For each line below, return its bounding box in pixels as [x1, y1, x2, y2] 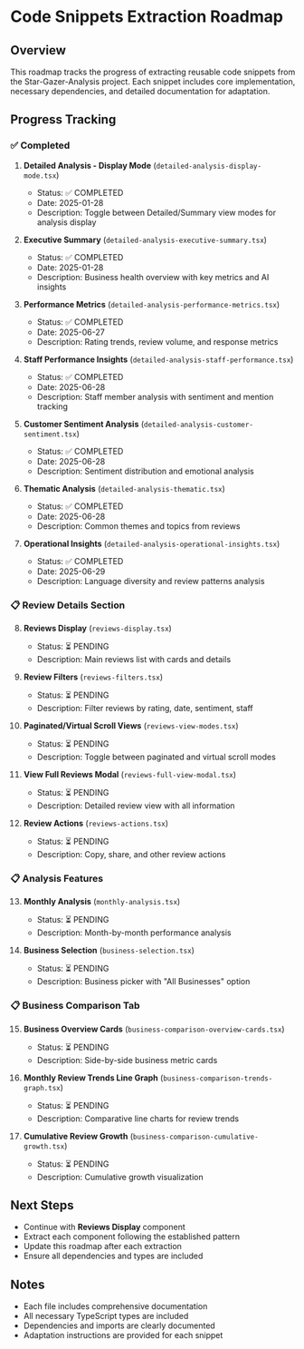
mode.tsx [23, 171, 57, 181]
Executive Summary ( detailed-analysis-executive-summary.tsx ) [23, 234, 268, 245]
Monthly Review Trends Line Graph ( [23, 1072, 164, 1083]
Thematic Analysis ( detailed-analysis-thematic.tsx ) [23, 483, 225, 494]
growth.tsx [23, 1141, 65, 1151]
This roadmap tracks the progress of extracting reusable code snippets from [10, 66, 296, 77]
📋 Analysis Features [10, 872, 103, 885]
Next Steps [10, 1197, 74, 1213]
